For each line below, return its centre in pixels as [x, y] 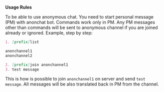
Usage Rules [19, 7]
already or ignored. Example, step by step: [49, 33]
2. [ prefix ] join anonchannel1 [37, 64]
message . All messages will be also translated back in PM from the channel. [82, 84]
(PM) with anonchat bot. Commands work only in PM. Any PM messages [80, 22]
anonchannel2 [19, 55]
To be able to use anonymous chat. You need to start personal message [79, 17]
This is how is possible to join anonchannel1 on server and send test [75, 79]
